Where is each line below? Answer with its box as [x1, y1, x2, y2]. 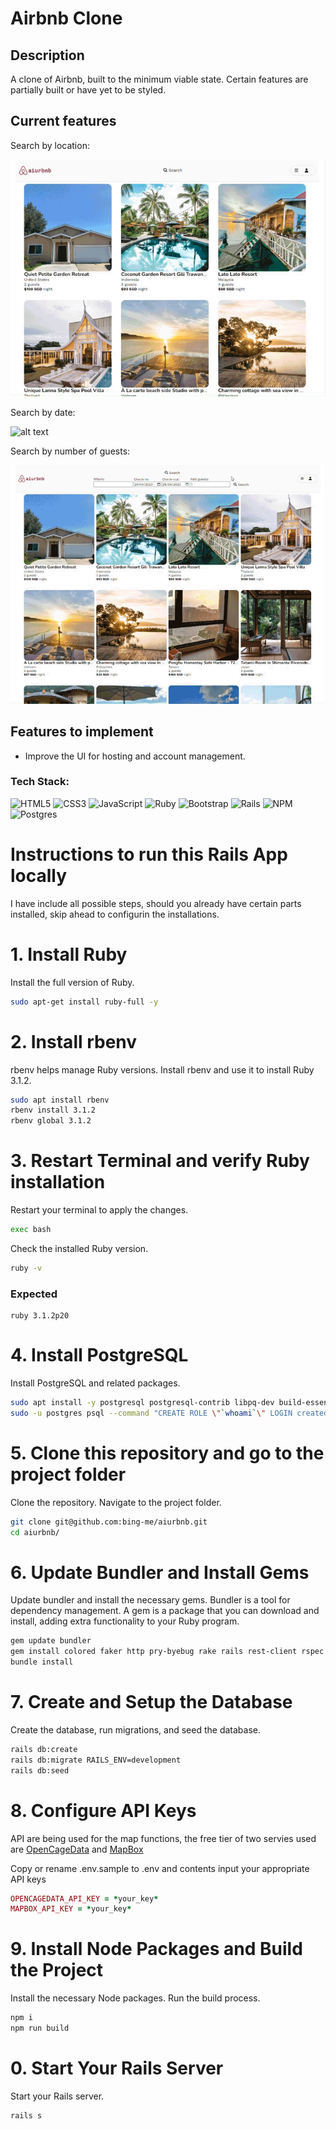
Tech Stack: [10, 775, 70, 789]
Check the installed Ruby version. [10, 1242, 149, 1254]
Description [10, 47, 85, 64]
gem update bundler [10, 1636, 92, 1646]
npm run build [10, 2023, 70, 2034]
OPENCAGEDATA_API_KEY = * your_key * [10, 1893, 159, 1904]
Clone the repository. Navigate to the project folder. [10, 1496, 222, 1508]
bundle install [10, 1657, 74, 1667]
